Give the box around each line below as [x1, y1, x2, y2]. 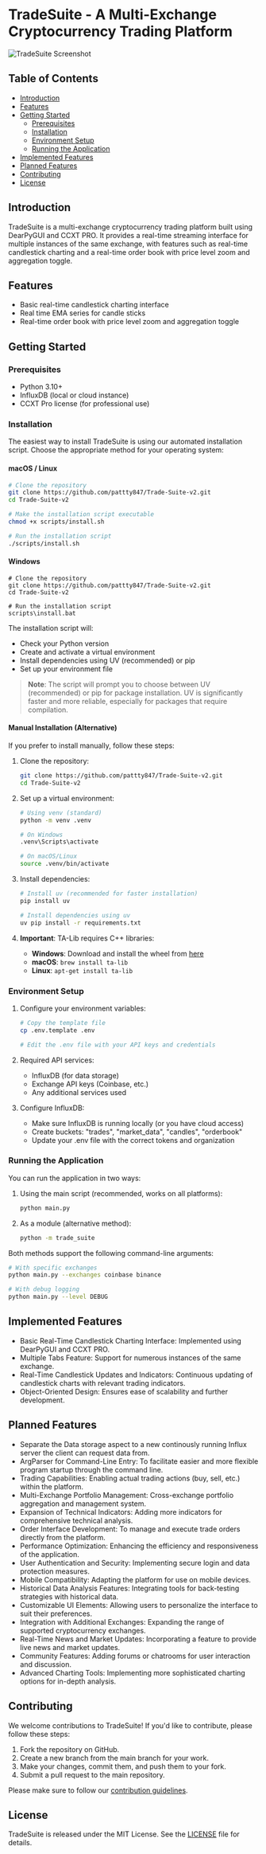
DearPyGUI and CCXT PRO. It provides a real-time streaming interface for [8, 230, 249, 240]
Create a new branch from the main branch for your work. [19, 1753, 209, 1762]
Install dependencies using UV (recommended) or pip [19, 655, 196, 665]
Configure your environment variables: [19, 1003, 147, 1013]
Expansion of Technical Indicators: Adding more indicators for [19, 1507, 222, 1516]
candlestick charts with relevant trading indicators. [19, 1378, 186, 1387]
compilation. [27, 705, 69, 714]
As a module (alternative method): [19, 1218, 132, 1228]
